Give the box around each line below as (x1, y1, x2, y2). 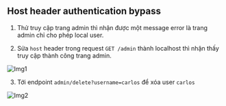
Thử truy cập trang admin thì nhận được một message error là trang (16, 23, 208, 31)
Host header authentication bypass (7, 5, 162, 17)
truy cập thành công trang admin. (16, 51, 112, 59)
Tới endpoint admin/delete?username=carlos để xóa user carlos (16, 78, 195, 86)
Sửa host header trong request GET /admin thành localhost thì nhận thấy (16, 44, 219, 52)
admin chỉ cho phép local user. (16, 31, 104, 39)
